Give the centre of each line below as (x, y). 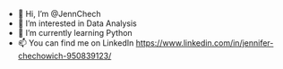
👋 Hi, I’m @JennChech (59, 14)
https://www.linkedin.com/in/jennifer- (205, 43)
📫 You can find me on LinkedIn (76, 43)
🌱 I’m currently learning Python (75, 33)
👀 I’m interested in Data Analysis (77, 23)
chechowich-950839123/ (64, 56)
